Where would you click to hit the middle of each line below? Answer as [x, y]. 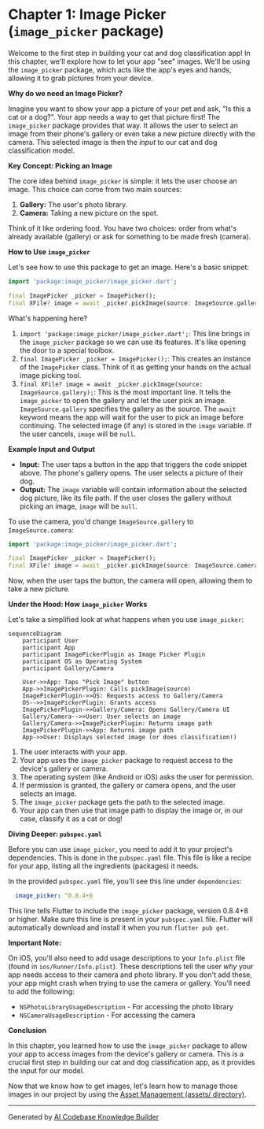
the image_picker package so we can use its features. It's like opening [132, 342]
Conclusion [27, 1031]
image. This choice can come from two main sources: [95, 189]
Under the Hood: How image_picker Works [78, 605]
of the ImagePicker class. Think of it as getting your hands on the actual [135, 367]
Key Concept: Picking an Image [60, 165]
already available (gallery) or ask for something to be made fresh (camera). [130, 236]
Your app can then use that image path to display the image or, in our [131, 811]
